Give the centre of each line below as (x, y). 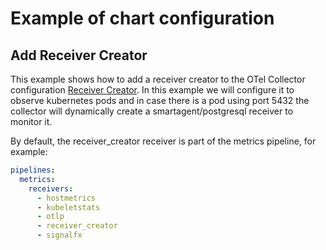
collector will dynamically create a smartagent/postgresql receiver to (152, 111)
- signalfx (59, 235)
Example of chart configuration (142, 18)
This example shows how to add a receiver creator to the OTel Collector (158, 79)
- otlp (50, 217)
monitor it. (31, 121)
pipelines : (33, 170)
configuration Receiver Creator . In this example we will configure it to (152, 90)
